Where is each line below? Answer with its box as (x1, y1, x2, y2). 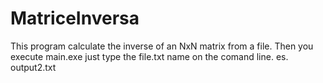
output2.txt (10, 61, 57, 73)
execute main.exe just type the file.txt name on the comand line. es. (10, 50, 289, 62)
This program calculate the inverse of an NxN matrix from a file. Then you (10, 40, 314, 52)
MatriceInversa (10, 7, 140, 30)
